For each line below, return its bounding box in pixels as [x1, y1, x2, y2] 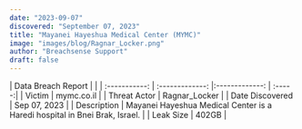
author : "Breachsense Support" [9, 47, 128, 56]
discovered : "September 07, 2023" [9, 22, 141, 31]
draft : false [9, 55, 59, 64]
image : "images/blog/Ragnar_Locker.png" [9, 38, 166, 48]
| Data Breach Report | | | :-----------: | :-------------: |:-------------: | [9, 81, 271, 91]
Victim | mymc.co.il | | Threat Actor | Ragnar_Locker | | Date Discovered [25, 90, 294, 101]
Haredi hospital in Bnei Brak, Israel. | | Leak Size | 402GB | [9, 110, 227, 120]
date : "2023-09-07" [9, 13, 84, 23]
